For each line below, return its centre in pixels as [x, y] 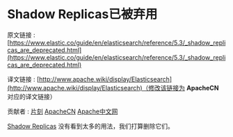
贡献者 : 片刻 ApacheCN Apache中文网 [63, 111]
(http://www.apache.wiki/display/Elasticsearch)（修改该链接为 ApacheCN [113, 88]
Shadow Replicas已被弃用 [82, 14]
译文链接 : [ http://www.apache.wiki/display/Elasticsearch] [90, 79]
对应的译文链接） [32, 96]
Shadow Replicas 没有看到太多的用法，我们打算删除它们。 [90, 126]
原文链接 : [21, 35]
